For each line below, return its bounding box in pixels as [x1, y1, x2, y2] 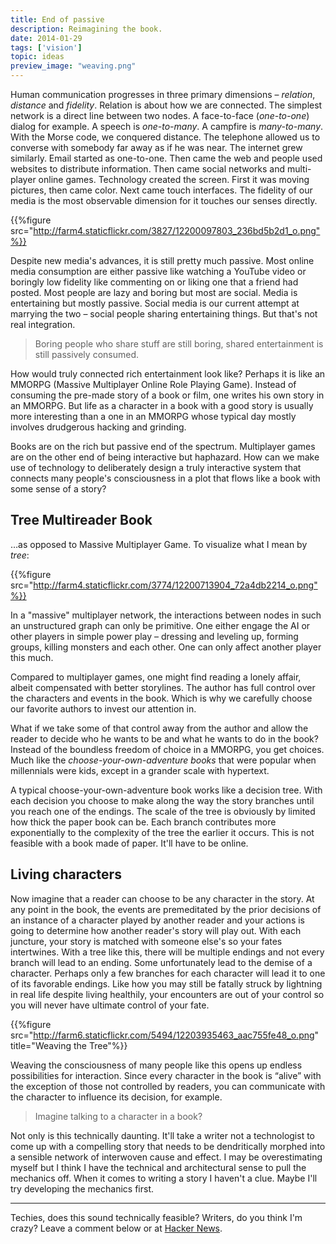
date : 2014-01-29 [10, 33, 83, 43]
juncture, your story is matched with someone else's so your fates [10, 935, 283, 947]
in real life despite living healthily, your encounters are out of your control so [10, 988, 325, 1000]
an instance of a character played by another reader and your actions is [10, 914, 306, 926]
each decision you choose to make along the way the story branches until [10, 794, 315, 806]
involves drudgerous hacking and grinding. [10, 421, 187, 433]
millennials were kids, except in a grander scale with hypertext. [10, 764, 270, 776]
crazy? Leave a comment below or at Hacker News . [10, 1222, 223, 1234]
